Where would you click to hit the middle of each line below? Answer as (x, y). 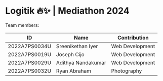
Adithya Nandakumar (81, 62)
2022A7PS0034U (30, 46)
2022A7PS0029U (30, 62)
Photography (127, 71)
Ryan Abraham (74, 71)
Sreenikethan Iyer (77, 46)
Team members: (22, 25)
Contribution (133, 37)
